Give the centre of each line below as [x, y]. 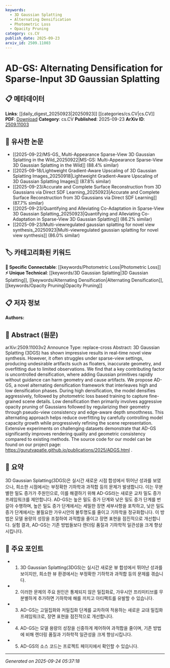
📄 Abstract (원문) [32, 335]
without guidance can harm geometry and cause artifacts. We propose [79, 380]
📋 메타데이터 [25, 99]
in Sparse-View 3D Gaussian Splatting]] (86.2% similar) [94, 219]
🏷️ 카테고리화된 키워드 [38, 252]
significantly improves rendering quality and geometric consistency [75, 434]
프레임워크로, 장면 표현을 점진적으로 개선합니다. [67, 616]
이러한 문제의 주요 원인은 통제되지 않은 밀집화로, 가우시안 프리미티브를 [89, 592]
